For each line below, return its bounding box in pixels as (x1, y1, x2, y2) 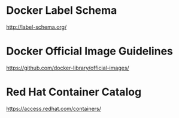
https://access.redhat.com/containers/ (6, 105, 102, 112)
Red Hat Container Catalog (6, 85, 142, 99)
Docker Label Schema (6, 4, 117, 17)
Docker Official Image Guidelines (6, 44, 174, 58)
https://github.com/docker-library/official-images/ (6, 64, 130, 71)
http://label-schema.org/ (6, 23, 67, 31)
